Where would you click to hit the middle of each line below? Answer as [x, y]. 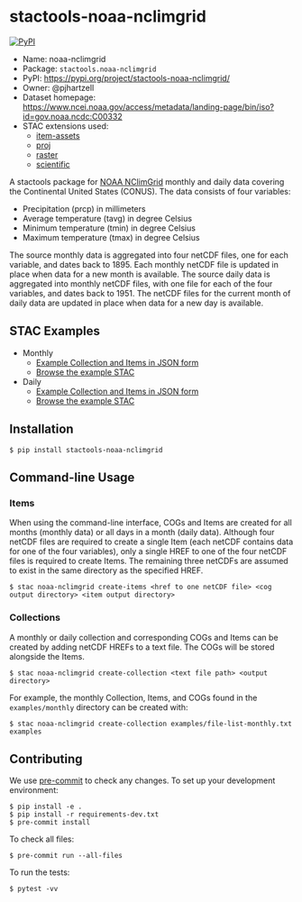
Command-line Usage [72, 477]
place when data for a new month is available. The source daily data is [140, 274]
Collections [35, 617]
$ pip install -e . [46, 807]
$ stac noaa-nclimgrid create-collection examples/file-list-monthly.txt [151, 724]
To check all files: [42, 839]
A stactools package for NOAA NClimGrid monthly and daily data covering [147, 181]
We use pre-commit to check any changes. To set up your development [142, 780]
